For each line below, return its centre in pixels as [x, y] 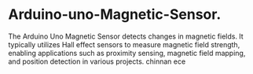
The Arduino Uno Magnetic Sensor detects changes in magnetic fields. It [126, 36]
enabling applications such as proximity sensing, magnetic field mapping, [127, 53]
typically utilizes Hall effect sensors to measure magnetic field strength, [124, 44]
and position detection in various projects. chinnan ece [97, 61]
